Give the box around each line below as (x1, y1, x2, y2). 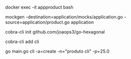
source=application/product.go (5, 19, 70, 25)
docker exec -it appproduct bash (5, 4, 74, 10)
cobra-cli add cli (5, 38, 39, 44)
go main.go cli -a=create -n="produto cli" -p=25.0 (5, 48, 110, 54)
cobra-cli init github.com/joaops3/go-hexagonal (5, 29, 105, 34)
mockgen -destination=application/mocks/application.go (5, 14, 123, 19)
